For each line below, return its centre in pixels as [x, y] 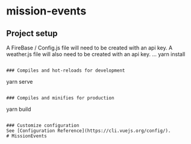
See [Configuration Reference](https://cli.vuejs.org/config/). [89, 131]
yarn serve [20, 82]
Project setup [32, 33]
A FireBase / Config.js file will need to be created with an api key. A [89, 48]
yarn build [19, 109]
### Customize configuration [43, 125]
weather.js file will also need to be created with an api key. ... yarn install [96, 54]
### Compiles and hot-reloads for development [66, 70]
